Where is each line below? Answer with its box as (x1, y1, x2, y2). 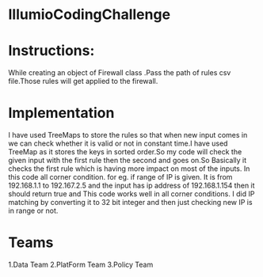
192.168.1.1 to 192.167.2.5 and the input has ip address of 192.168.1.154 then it (8, 180, 255, 191)
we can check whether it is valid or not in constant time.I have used (8, 138, 228, 148)
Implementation (8, 104, 115, 122)
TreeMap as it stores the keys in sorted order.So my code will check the (8, 147, 242, 157)
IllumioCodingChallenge (8, 6, 171, 24)
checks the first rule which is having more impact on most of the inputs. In (8, 164, 250, 173)
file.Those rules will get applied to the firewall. (8, 77, 158, 86)
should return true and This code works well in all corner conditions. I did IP (8, 189, 255, 199)
